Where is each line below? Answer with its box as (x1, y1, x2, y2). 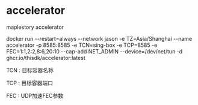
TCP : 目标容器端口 (6, 79, 53, 86)
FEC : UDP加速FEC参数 (6, 92, 64, 99)
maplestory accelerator (6, 23, 64, 31)
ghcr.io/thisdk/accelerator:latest (6, 54, 85, 61)
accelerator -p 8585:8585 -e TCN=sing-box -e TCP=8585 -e (6, 41, 158, 49)
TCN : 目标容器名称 (6, 67, 54, 74)
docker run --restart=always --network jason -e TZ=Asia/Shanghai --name (6, 35, 193, 42)
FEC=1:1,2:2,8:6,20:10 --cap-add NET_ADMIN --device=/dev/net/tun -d (6, 47, 183, 55)
